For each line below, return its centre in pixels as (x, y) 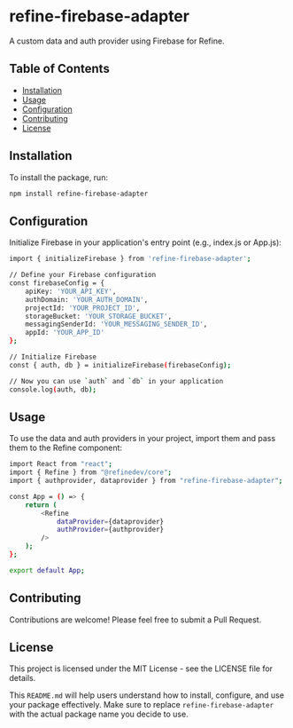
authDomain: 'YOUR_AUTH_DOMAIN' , (87, 299)
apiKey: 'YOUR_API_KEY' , (71, 291)
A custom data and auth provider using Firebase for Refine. (117, 41)
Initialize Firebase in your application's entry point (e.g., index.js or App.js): (145, 242)
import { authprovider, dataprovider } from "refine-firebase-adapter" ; (146, 481)
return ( (41, 505)
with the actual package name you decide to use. (99, 714)
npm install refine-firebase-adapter (79, 194)
